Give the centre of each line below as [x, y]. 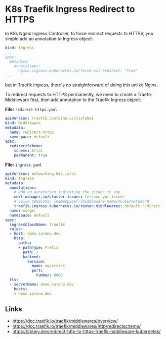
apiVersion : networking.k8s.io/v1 [41, 174]
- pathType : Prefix [38, 247]
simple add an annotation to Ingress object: [49, 39]
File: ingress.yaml [23, 165]
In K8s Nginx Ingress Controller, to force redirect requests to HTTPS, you [79, 33]
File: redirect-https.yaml [31, 110]
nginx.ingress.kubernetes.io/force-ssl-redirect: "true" [78, 71]
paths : [25, 243]
